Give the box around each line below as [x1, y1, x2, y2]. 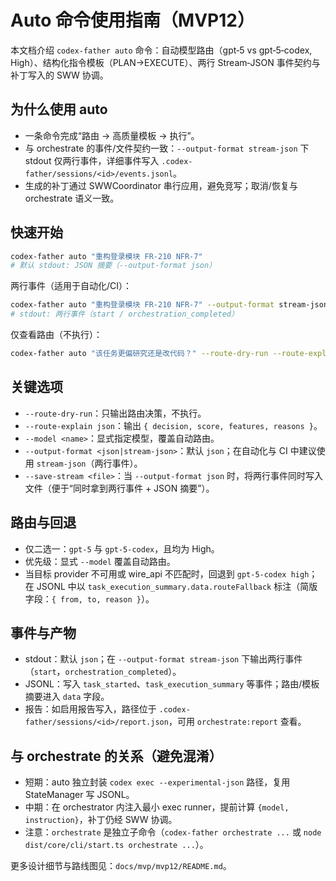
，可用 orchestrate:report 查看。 [168, 716, 307, 728]
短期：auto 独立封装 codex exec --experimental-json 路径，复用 [24, 776, 291, 788]
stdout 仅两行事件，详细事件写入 [24, 154, 160, 166]
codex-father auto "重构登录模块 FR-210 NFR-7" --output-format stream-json [10, 300, 329, 310]
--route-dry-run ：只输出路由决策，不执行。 [24, 407, 207, 419]
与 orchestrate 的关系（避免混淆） [10, 747, 223, 765]
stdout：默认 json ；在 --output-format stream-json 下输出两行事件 [24, 653, 303, 665]
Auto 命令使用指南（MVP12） [10, 9, 255, 32]
